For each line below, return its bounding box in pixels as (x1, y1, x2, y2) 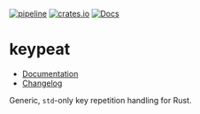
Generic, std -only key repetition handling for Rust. (9, 95, 192, 105)
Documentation (21, 68, 79, 79)
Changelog (21, 78, 63, 88)
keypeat (9, 40, 71, 59)
